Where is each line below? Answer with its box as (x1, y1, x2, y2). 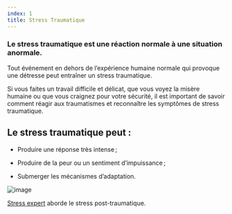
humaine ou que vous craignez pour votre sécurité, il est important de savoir (7, 91, 225, 100)
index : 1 (7, 10, 33, 17)
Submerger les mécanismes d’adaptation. (17, 172, 136, 180)
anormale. (7, 48, 43, 57)
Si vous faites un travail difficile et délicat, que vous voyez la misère (7, 84, 200, 93)
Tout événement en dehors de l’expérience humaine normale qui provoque (7, 64, 220, 72)
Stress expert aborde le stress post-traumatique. (7, 199, 146, 207)
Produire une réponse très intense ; (17, 145, 118, 153)
